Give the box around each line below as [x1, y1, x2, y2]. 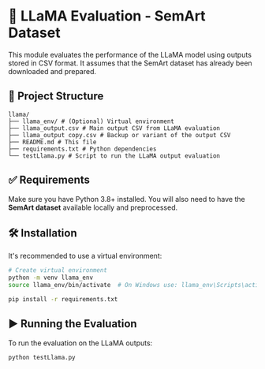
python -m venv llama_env [8, 274, 93, 282]
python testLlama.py [8, 353, 77, 361]
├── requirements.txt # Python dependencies [8, 145, 157, 153]
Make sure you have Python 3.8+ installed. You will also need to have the [8, 194, 246, 203]
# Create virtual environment [8, 266, 108, 274]
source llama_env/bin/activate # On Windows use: [8, 281, 178, 289]
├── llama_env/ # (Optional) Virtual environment [8, 117, 175, 125]
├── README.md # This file [8, 138, 97, 146]
